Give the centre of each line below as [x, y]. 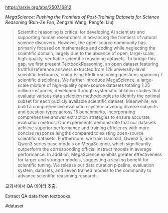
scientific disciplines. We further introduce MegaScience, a [78, 80]
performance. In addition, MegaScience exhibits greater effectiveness [90, 154]
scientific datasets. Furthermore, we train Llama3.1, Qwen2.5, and [85, 138]
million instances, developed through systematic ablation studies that [89, 90]
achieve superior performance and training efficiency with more [83, 128]
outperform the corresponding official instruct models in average [85, 149]
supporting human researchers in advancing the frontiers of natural [87, 37]
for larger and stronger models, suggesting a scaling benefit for [83, 160]
